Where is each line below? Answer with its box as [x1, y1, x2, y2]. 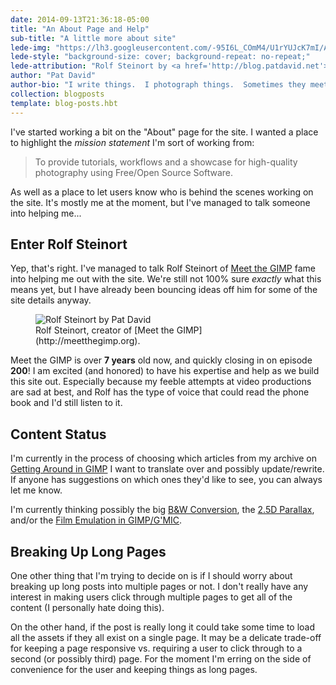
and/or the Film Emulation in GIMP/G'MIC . [10, 514, 183, 526]
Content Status [10, 426, 107, 443]
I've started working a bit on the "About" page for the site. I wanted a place [10, 126, 319, 138]
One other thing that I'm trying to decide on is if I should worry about [10, 569, 293, 581]
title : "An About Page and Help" [10, 24, 150, 34]
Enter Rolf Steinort [10, 236, 128, 253]
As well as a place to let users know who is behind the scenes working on [10, 186, 314, 198]
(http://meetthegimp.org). [35, 335, 141, 347]
